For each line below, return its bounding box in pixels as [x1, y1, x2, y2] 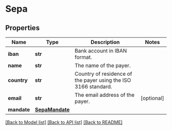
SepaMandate [35, 106, 70, 113]
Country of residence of [74, 70, 132, 77]
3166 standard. [74, 83, 113, 90]
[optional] [140, 95, 164, 101]
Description [90, 39, 120, 46]
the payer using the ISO [74, 77, 132, 83]
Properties [5, 24, 40, 32]
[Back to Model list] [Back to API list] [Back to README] [5, 119, 123, 125]
